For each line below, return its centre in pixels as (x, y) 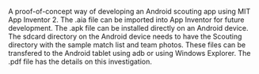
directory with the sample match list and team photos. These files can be (127, 45)
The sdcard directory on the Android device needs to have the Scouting (125, 36)
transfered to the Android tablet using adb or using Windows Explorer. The (129, 53)
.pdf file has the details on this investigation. (80, 61)
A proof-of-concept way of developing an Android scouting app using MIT (129, 11)
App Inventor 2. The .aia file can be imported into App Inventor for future (126, 20)
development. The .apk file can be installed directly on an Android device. (128, 28)
